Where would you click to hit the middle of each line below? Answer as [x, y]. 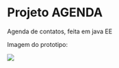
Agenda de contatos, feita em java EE [60, 31]
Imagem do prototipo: [38, 44]
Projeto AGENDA [55, 13]
